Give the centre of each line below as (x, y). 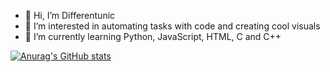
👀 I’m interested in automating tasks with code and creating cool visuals (172, 26)
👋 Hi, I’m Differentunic (70, 15)
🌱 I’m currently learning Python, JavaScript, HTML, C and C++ (153, 36)
